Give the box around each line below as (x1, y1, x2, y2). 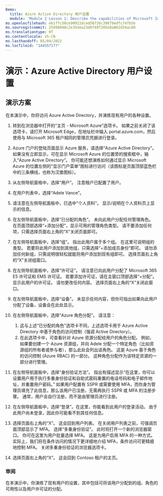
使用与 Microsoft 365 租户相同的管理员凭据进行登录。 (12, 134, 119, 141)
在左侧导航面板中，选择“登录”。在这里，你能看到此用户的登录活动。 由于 (12, 403, 158, 410)
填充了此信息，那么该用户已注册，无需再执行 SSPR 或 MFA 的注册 (21, 387, 152, 393)
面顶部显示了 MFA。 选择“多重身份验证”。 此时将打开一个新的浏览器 (12, 426, 148, 432)
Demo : (5, 7, 16, 12)
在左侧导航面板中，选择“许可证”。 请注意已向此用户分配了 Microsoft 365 (12, 267, 157, 273)
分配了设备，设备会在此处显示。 (12, 302, 76, 308)
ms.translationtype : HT (5, 30, 54, 34)
